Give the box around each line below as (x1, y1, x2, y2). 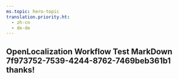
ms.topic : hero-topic (6, 8, 60, 15)
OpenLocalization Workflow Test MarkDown (6, 46, 173, 56)
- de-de (11, 25, 31, 31)
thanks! (6, 65, 35, 75)
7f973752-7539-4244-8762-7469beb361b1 (6, 56, 171, 66)
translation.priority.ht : (6, 14, 70, 20)
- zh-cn (11, 19, 31, 25)
